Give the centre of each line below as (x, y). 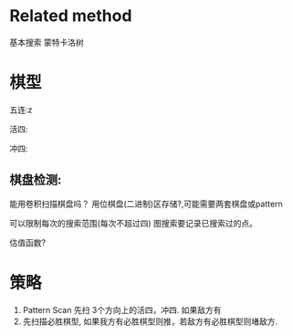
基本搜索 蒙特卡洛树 (47, 42)
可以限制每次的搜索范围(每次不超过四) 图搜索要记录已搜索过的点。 (134, 223)
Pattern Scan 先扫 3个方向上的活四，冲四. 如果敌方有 (122, 310)
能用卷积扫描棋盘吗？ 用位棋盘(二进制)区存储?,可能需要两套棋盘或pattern (146, 204)
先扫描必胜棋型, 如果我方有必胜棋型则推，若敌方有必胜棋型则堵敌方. (150, 321)
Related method (71, 16)
